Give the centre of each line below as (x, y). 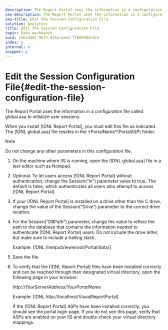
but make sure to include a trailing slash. (54, 237)
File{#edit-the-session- (55, 87)
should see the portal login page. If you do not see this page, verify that (86, 312)
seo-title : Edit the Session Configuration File (57, 19)
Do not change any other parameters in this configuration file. (69, 151)
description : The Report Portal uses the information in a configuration (84, 10)
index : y (14, 42)
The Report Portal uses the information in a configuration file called (74, 111)
